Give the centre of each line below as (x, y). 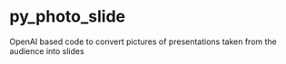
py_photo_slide (67, 17)
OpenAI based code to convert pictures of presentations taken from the (143, 41)
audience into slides (47, 50)
